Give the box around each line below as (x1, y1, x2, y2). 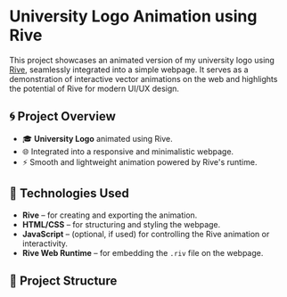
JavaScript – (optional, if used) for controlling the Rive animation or (21, 228, 270, 239)
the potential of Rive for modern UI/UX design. (9, 83, 180, 94)
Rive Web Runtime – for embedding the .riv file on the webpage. (21, 247, 264, 258)
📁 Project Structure (9, 273, 118, 288)
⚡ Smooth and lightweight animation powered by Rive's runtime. (21, 156, 258, 167)
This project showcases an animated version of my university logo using (9, 54, 275, 65)
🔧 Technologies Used (9, 186, 129, 202)
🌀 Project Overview (9, 109, 116, 124)
